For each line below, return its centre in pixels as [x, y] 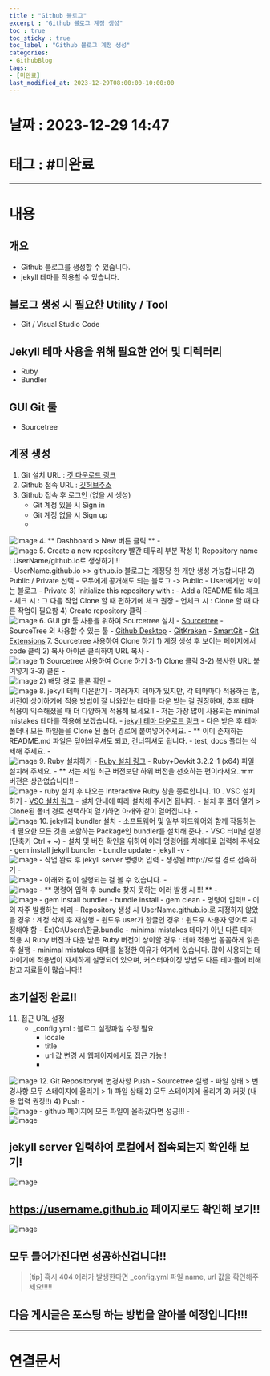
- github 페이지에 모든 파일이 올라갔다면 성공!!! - [115, 1111]
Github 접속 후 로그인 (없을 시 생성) [76, 494]
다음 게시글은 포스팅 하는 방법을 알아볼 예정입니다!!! [129, 1315]
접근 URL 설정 [42, 1018]
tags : [18, 68]
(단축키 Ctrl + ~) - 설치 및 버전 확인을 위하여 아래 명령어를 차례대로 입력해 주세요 [135, 841]
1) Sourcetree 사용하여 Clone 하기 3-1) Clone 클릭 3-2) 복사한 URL [145, 660]
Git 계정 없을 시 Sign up [70, 514]
